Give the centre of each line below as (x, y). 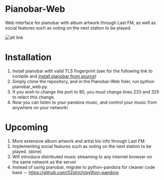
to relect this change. (34, 97)
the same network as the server (44, 162)
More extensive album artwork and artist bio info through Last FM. (79, 141)
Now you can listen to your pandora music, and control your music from (84, 102)
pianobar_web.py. (30, 87)
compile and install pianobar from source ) (54, 76)
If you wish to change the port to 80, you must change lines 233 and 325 (86, 91)
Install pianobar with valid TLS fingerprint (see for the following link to (82, 71)
